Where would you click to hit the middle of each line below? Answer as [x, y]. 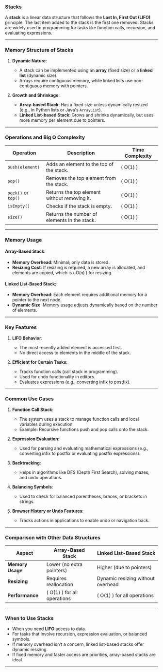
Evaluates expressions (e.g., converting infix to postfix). [75, 382]
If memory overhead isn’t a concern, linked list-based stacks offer [78, 644]
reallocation [60, 584]
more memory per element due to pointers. [62, 120]
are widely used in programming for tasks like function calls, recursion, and [80, 28]
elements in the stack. [71, 220]
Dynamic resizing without [126, 579]
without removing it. [68, 198]
